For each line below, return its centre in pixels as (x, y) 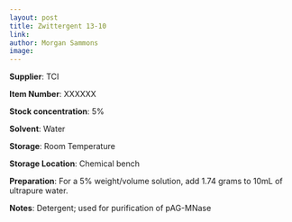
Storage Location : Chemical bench (75, 164)
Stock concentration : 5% (57, 111)
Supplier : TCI (34, 76)
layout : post (34, 18)
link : (19, 34)
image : (22, 51)
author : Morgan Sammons (54, 43)
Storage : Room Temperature (62, 147)
